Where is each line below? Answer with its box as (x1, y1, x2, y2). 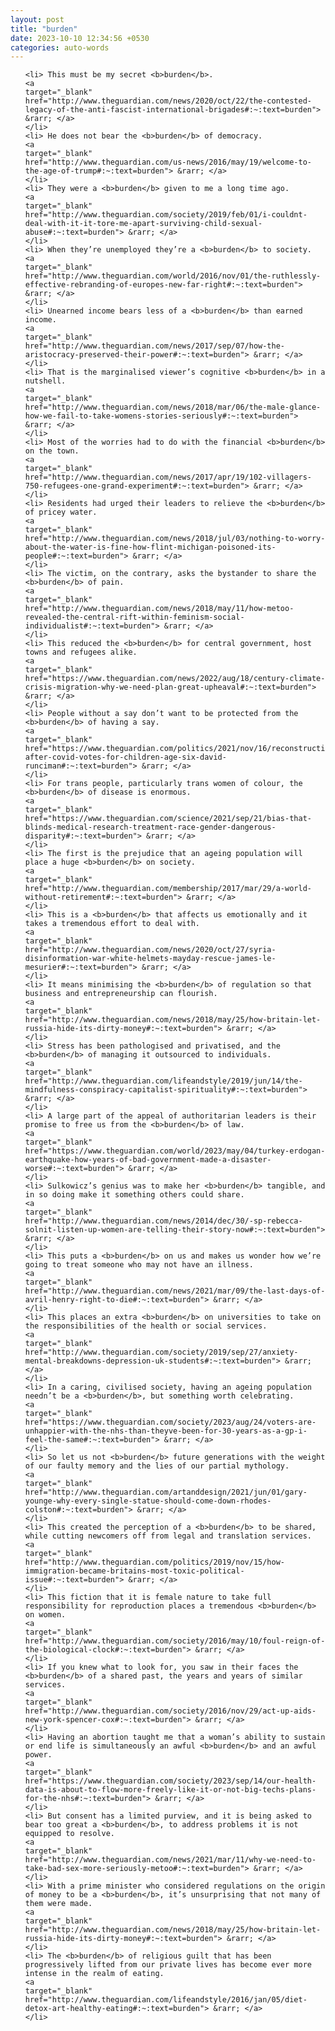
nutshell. (24, 376, 67, 386)
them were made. (24, 1899, 93, 1909)
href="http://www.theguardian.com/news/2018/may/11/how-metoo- (24, 604, 295, 614)
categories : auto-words (10, 42, 110, 53)
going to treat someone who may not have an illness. (24, 1260, 254, 1270)
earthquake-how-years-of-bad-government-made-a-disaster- (24, 1155, 272, 1165)
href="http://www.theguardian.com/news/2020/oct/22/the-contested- (24, 96, 312, 106)
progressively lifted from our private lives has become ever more (24, 1960, 312, 1970)
